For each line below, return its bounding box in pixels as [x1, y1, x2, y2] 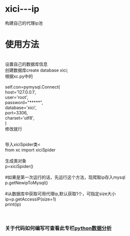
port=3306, [5, 109, 28, 115]
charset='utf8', [5, 115, 35, 121]
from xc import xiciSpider [5, 147, 56, 153]
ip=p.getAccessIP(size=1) [5, 196, 57, 202]
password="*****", [5, 99, 43, 105]
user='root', [5, 94, 29, 100]
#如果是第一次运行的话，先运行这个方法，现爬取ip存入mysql [5, 174, 126, 180]
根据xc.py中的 [5, 73, 33, 79]
